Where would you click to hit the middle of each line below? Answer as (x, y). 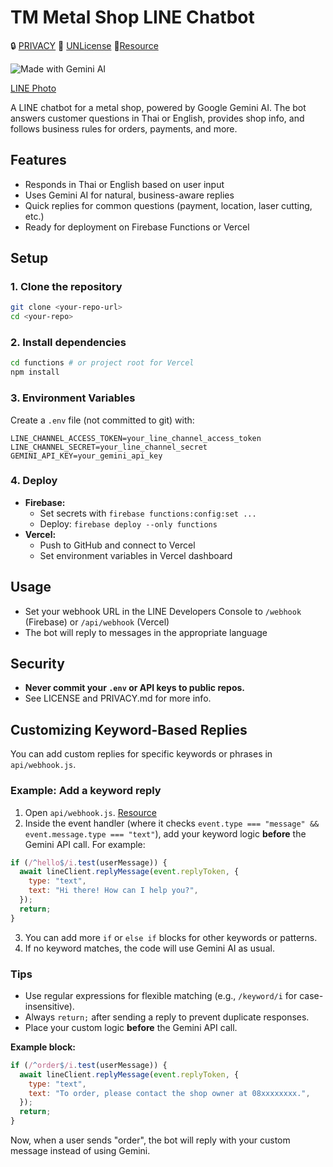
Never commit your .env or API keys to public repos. (135, 688)
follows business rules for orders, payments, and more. (124, 128)
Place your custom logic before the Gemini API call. (131, 1027)
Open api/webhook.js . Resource (90, 812)
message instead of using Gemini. (80, 1151)
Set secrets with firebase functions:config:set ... (148, 513)
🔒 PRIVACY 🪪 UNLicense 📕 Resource (84, 45)
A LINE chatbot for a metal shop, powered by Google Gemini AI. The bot (158, 107)
